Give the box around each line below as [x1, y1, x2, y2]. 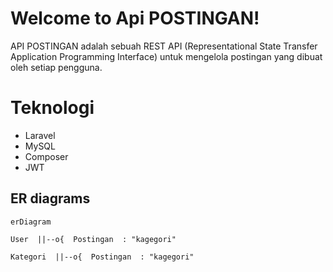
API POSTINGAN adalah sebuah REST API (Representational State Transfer [10, 40, 318, 52]
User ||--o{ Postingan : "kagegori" [10, 234, 177, 244]
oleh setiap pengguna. [10, 61, 103, 73]
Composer [24, 150, 69, 162]
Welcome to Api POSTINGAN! [10, 7, 260, 30]
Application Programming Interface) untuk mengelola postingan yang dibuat [10, 50, 323, 62]
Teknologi [10, 97, 95, 119]
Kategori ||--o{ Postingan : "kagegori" [10, 252, 195, 262]
